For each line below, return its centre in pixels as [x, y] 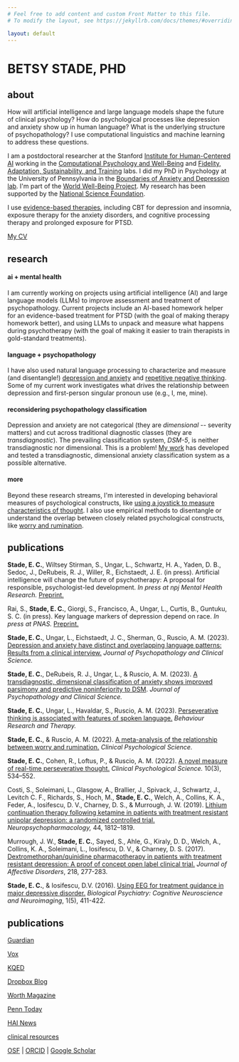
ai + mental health [34, 277]
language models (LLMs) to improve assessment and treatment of [104, 300]
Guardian [21, 940]
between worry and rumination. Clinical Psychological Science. [100, 747]
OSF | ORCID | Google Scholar [52, 1051]
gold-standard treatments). [47, 338]
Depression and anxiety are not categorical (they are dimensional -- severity [119, 425]
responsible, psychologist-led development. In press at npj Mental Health [115, 587]
